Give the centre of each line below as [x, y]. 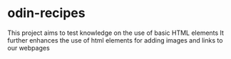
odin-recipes [46, 13]
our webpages [29, 48]
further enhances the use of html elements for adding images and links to [115, 40]
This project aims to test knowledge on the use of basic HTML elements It [116, 33]
